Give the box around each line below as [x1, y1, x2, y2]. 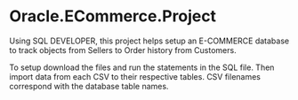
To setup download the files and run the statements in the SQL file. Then [9, 62, 275, 73]
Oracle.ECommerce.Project [9, 6, 216, 27]
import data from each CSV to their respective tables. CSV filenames [9, 71, 261, 81]
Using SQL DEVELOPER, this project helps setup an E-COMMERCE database [9, 35, 290, 46]
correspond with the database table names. [9, 81, 169, 91]
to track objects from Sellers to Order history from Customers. [9, 44, 238, 55]
